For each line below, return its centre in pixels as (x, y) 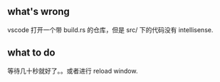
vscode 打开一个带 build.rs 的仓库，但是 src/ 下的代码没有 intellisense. (110, 30)
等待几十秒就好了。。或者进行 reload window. (73, 71)
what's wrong (38, 12)
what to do (31, 53)
